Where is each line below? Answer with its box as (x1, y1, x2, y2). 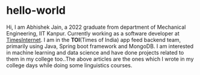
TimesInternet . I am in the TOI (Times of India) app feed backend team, (6, 36, 181, 43)
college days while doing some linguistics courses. (6, 61, 133, 69)
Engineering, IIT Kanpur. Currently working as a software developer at (6, 29, 180, 37)
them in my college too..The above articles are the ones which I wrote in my (6, 55, 194, 62)
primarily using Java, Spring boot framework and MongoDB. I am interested (6, 43, 194, 50)
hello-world (6, 4, 66, 17)
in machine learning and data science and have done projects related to (6, 49, 184, 56)
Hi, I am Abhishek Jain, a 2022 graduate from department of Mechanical (6, 23, 186, 31)
